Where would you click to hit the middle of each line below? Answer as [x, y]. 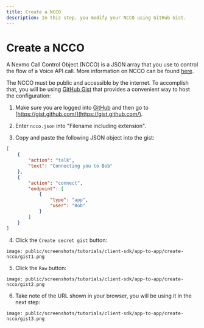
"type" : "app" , [69, 200]
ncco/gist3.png [26, 319]
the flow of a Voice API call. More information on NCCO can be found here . [100, 71]
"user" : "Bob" [68, 206]
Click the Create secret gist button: [61, 240]
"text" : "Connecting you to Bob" [71, 166]
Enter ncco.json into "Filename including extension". [80, 126]
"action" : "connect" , [56, 183]
